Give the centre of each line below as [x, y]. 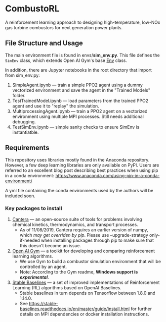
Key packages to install [34, 209]
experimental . [34, 277]
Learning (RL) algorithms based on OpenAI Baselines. [67, 287]
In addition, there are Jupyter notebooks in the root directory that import [79, 70]
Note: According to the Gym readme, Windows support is [79, 272]
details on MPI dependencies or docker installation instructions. [84, 314]
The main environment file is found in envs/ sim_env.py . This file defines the [83, 55]
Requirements [27, 148]
